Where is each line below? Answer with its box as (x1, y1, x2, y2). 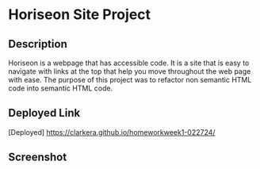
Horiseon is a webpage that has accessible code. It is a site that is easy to (8, 58, 250, 67)
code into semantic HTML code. (8, 83, 113, 93)
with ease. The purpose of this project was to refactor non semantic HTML (8, 75, 252, 84)
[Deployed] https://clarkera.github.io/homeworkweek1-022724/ (8, 127, 216, 136)
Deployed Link (8, 106, 81, 120)
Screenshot (8, 151, 67, 164)
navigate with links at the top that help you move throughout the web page (8, 67, 251, 76)
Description (8, 37, 67, 51)
